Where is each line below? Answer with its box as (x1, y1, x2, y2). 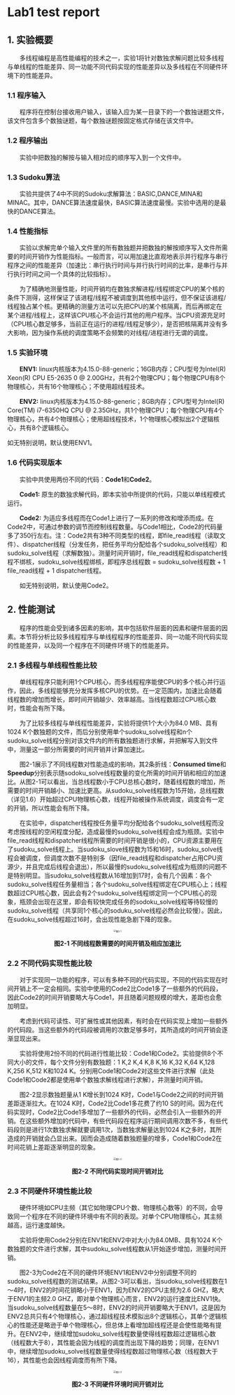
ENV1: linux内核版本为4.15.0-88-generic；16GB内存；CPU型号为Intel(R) (20, 365, 226, 374)
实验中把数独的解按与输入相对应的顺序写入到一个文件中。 (20, 153, 185, 161)
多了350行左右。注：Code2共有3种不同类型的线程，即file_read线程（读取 (7, 531, 220, 540)
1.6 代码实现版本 (7, 458, 62, 468)
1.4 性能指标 (7, 226, 48, 236)
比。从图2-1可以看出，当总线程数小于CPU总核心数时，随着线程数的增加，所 (7, 777, 226, 786)
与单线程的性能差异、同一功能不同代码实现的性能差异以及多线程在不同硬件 (7, 62, 222, 71)
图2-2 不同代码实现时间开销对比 (71, 1167, 164, 1176)
